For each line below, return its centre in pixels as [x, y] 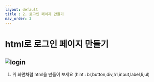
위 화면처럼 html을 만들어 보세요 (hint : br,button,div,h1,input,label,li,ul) [81, 74]
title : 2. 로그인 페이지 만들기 [34, 14]
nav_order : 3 [18, 18]
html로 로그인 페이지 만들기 [57, 44]
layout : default [22, 9]
